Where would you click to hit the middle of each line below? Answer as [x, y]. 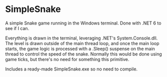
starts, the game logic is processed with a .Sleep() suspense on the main [80, 48]
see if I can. [17, 28]
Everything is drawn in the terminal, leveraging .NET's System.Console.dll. [81, 38]
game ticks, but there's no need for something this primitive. [67, 59]
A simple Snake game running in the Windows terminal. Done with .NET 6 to [83, 23]
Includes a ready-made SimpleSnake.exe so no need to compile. [71, 69]
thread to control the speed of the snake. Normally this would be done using [84, 54]
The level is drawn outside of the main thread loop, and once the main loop [82, 43]
